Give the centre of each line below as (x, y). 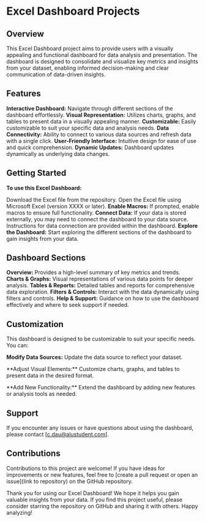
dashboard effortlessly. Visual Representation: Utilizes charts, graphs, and (101, 115)
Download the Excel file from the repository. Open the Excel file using (94, 199)
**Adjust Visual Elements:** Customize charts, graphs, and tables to (93, 369)
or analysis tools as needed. (42, 394)
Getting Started (36, 173)
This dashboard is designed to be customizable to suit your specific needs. (101, 339)
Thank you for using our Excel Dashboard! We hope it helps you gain (93, 493)
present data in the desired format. (50, 376)
